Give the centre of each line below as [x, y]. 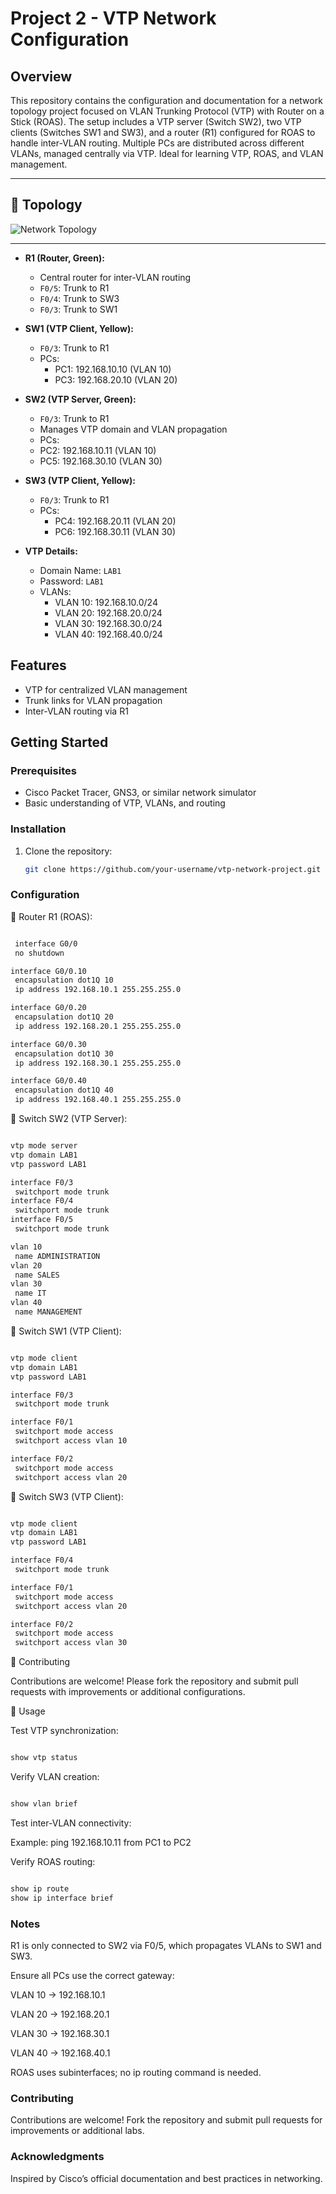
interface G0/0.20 [48, 1008]
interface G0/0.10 [48, 971]
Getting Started [59, 742]
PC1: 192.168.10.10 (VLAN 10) [113, 369]
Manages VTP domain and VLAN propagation [133, 429]
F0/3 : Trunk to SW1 [78, 309]
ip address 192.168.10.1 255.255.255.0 [98, 990]
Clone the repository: [68, 851]
